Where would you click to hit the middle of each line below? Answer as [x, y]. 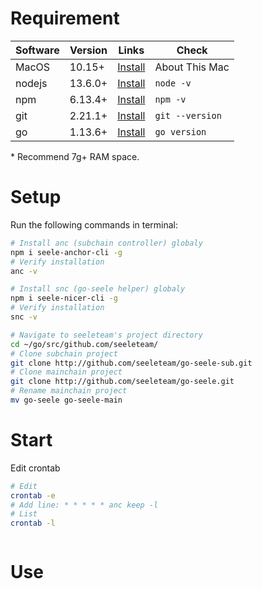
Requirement [65, 18]
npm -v [170, 99]
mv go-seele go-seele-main [66, 400]
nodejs [31, 83]
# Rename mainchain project [69, 391]
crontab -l [33, 523]
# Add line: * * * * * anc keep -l [84, 505]
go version [180, 131]
